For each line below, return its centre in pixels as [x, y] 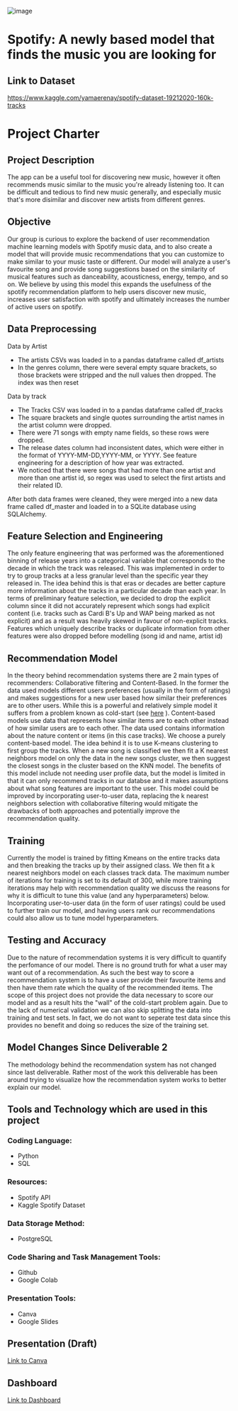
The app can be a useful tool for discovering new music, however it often [114, 177]
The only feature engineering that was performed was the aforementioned [116, 553]
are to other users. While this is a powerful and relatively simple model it [113, 706]
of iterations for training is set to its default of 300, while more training [109, 881]
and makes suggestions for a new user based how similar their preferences [117, 698]
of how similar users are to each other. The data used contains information [116, 728]
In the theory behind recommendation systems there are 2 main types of [113, 675]
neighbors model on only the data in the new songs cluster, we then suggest [119, 758]
